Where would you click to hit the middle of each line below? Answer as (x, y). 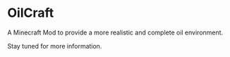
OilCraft (31, 13)
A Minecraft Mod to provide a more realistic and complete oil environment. (115, 32)
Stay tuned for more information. (55, 46)
